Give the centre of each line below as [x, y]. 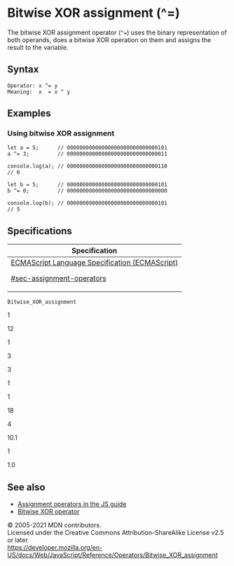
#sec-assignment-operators [58, 278]
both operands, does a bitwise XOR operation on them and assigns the [109, 39]
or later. [18, 540]
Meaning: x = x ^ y [39, 92]
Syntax [23, 69]
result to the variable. [38, 47]
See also [26, 487]
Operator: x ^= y [33, 86]
